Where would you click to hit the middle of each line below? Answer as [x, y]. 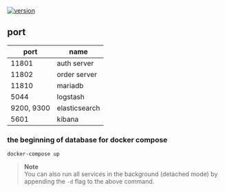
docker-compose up [33, 154]
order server [77, 74]
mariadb [70, 85]
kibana [68, 119]
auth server [75, 63]
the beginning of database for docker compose [87, 140]
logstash [71, 96]
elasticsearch [78, 108]
